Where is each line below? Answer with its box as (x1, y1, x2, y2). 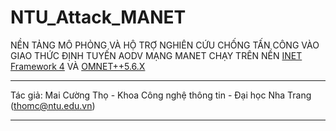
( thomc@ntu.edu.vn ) (10, 99, 96, 111)
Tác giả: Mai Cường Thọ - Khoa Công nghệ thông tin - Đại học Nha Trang (10, 89, 312, 101)
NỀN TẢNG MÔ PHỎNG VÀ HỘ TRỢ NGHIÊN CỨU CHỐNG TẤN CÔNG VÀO (10, 39, 320, 51)
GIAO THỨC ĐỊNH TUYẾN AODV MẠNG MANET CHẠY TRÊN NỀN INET (10, 49, 303, 61)
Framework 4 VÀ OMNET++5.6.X (10, 60, 146, 72)
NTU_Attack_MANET (10, 6, 187, 29)
